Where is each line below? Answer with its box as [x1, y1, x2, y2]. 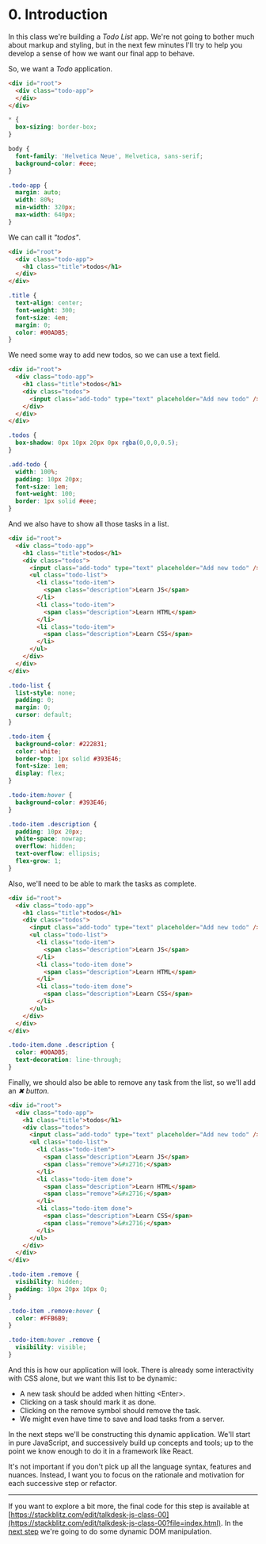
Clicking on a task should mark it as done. [19, 1397, 157, 1407]
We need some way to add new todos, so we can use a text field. [8, 351, 221, 360]
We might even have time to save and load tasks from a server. [19, 1414, 226, 1423]
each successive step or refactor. [8, 1478, 117, 1488]
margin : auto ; [15, 189, 62, 197]
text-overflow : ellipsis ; [15, 850, 101, 858]
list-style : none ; [15, 688, 77, 697]
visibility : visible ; [15, 1343, 87, 1351]
